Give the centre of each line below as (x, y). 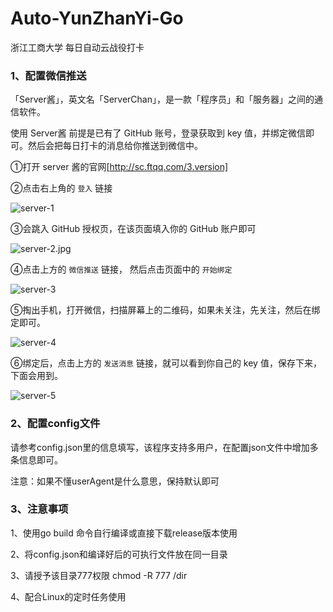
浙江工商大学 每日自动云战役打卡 (77, 47)
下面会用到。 (36, 376)
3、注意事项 (39, 509)
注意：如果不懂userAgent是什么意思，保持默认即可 (115, 481)
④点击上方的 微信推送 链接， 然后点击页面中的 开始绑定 (121, 269)
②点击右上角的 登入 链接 (61, 188)
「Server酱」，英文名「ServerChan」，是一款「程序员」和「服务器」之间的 (162, 99)
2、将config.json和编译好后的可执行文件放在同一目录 (119, 554)
